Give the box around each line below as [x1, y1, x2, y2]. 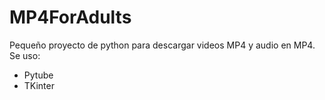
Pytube [23, 69, 54, 81]
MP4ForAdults [9, 6, 132, 29]
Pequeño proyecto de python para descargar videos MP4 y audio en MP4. [9, 39, 316, 51]
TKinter [23, 79, 55, 91]
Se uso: [9, 49, 41, 61]
